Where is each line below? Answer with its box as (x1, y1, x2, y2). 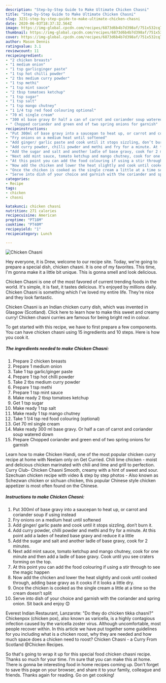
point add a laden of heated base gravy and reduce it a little (12, 532, 134, 538)
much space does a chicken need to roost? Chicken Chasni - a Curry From (5, 636, 157, 642)
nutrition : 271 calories (5, 208, 57, 213)
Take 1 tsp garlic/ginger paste (12, 368, 73, 374)
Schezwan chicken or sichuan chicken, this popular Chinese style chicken (5, 477, 156, 483)
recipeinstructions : (5, 126, 48, 131)
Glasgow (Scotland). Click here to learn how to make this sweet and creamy (5, 309, 160, 315)
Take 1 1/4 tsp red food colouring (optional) (12, 416, 100, 422)
